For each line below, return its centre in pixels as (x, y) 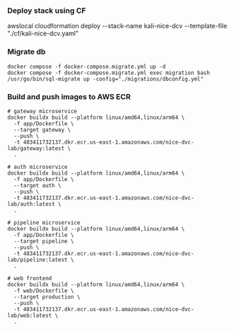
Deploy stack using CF (47, 11)
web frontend (33, 278)
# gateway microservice (42, 111)
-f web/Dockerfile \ (44, 291)
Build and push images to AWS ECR (69, 96)
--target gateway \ (42, 129)
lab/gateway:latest (36, 148)
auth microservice (41, 167)
